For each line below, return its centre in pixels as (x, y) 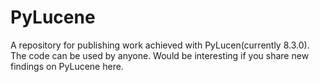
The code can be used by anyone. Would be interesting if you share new (160, 55)
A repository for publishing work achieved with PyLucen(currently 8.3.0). (160, 45)
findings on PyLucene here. (67, 66)
